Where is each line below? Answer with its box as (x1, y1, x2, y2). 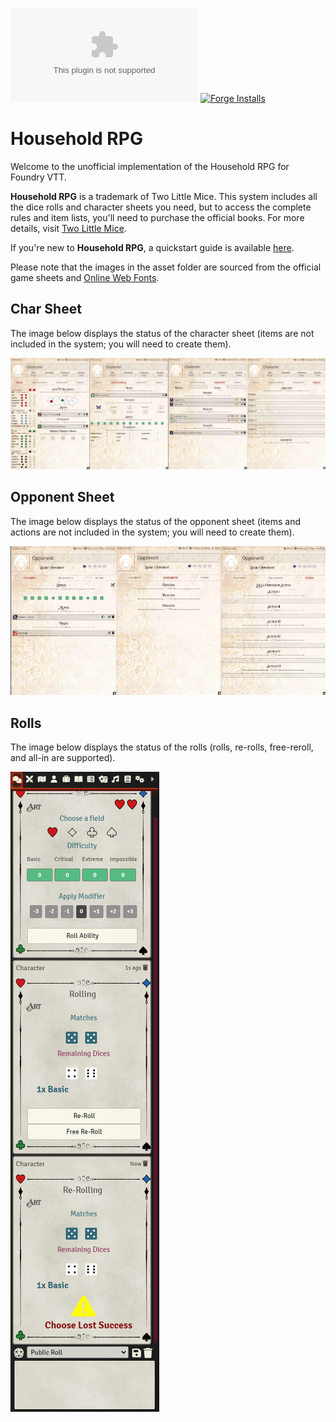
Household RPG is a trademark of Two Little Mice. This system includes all (10, 190, 318, 202)
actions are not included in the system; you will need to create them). (10, 526, 295, 538)
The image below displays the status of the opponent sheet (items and (10, 515, 302, 527)
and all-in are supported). (10, 752, 116, 764)
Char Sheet (10, 301, 82, 318)
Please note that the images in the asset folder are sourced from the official (10, 261, 322, 273)
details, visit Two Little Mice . (10, 222, 127, 234)
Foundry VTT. (10, 171, 67, 183)
